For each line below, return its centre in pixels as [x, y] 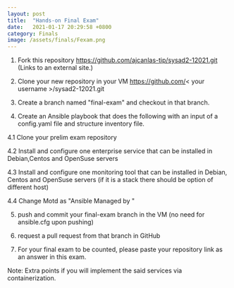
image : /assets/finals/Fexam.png [56, 40]
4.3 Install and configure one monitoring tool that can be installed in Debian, [117, 172]
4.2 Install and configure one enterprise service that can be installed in [110, 151]
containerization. [32, 278]
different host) [28, 187]
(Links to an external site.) [55, 68]
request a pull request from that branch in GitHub [89, 236]
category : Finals [33, 34]
